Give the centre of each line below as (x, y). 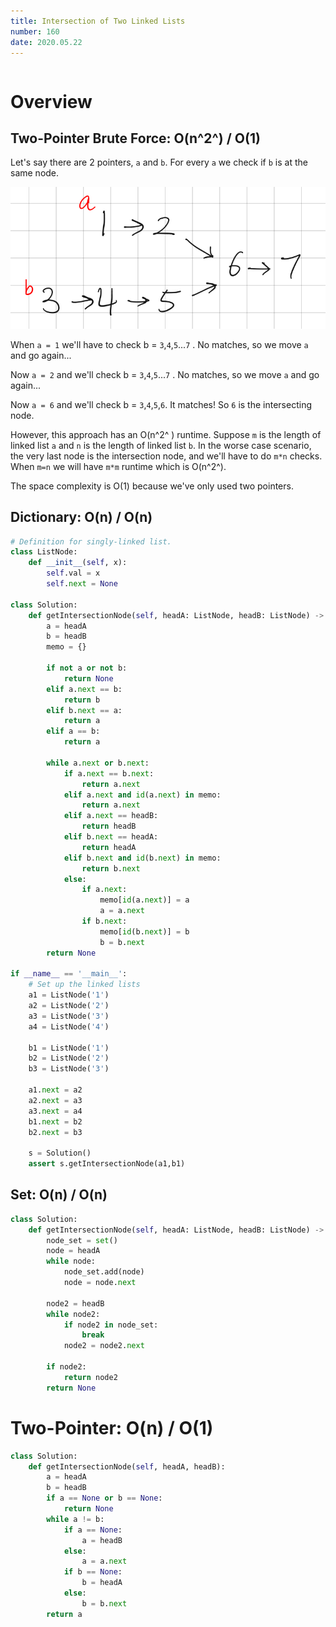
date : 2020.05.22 (46, 42)
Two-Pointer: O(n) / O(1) (112, 1427)
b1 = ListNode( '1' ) (69, 1048)
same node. (35, 173)
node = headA (73, 1251)
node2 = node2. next (104, 1346)
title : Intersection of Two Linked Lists (98, 21)
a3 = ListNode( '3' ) (69, 1016)
